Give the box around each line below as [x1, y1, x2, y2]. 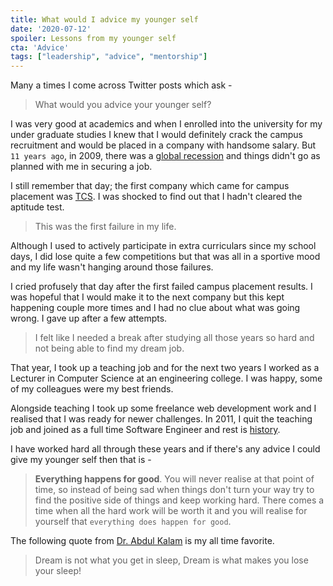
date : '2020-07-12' [10, 24, 92, 34]
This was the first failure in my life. [34, 221, 177, 233]
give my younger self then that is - [10, 454, 152, 466]
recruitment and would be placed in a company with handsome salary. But [10, 139, 317, 151]
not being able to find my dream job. [34, 342, 185, 355]
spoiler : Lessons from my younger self [10, 33, 177, 43]
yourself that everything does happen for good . [34, 516, 232, 528]
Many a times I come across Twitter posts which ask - [10, 79, 233, 91]
